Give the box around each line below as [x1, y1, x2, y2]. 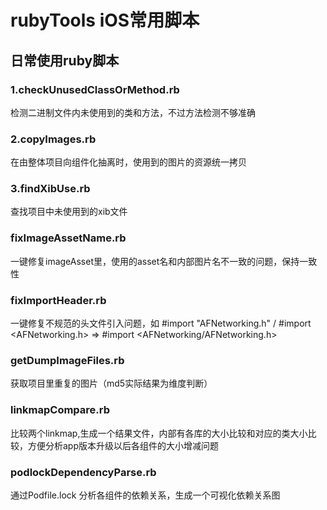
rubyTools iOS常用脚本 [10, 9, 200, 32]
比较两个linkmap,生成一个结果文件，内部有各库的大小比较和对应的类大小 [10, 427, 308, 439]
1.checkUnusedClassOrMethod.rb [10, 82, 180, 96]
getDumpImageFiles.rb [10, 353, 125, 367]
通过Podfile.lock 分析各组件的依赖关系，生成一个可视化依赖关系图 [10, 489, 281, 501]
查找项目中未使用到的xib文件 [10, 206, 128, 218]
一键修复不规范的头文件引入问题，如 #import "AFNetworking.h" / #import [10, 317, 312, 330]
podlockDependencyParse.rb [10, 465, 157, 479]
